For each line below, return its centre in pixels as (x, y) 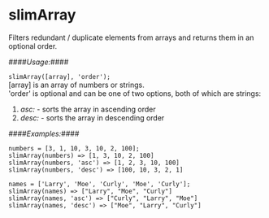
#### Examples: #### (44, 133)
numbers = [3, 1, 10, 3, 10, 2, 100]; (74, 148)
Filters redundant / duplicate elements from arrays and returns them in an (131, 37)
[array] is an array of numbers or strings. (76, 85)
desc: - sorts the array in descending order (92, 118)
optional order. (33, 46)
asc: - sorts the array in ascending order (88, 109)
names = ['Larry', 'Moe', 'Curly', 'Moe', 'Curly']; (100, 184)
